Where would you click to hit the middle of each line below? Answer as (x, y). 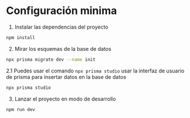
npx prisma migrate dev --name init (51, 60)
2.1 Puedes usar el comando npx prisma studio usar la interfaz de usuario (95, 71)
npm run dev (21, 109)
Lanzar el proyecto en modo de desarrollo (65, 99)
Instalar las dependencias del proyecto (61, 27)
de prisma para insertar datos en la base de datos (66, 77)
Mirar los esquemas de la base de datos (63, 48)
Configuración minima (62, 11)
